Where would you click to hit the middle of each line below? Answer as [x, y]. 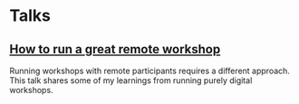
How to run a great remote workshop [115, 49]
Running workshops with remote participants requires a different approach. [149, 71]
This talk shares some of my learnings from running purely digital [131, 80]
